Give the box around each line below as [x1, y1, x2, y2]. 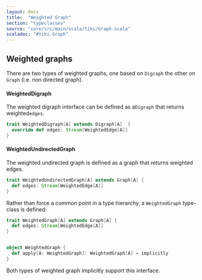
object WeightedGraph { [6, 245, 66, 251]
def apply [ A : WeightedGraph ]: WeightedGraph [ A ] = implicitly [11, 250, 169, 256]
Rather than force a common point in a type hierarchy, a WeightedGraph [6, 199, 181, 206]
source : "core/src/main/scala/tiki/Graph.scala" [6, 25, 131, 32]
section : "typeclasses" [6, 20, 66, 26]
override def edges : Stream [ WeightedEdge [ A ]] [11, 127, 128, 133]
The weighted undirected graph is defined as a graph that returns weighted [6, 159, 194, 166]
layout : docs [6, 8, 39, 15]
